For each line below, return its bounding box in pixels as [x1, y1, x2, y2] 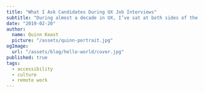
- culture [12, 72, 37, 78]
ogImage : [6, 43, 29, 50]
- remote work [12, 77, 48, 83]
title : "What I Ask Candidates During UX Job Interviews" [6, 9, 157, 15]
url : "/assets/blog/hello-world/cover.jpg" [12, 49, 124, 55]
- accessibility [12, 65, 53, 72]
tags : [6, 60, 20, 66]
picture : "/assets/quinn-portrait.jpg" [12, 37, 114, 43]
